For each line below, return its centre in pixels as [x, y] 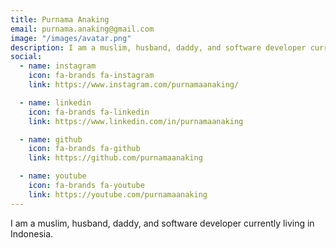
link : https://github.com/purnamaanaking [115, 158]
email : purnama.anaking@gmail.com [82, 29]
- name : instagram [58, 66]
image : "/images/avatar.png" [71, 38]
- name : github [51, 139]
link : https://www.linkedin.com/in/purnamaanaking [136, 121]
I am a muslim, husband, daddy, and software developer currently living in [162, 223]
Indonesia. [32, 233]
